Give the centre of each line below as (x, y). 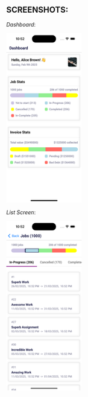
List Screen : (21, 212)
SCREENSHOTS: (37, 10)
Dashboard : (21, 24)
